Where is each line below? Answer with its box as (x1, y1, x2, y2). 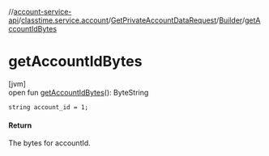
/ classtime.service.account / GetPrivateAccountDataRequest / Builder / (18, 15, 246, 25)
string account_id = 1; (8, 103, 89, 112)
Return (8, 120, 32, 130)
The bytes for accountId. (8, 138, 91, 148)
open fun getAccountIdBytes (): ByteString (8, 87, 149, 97)
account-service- (13, 7, 72, 16)
